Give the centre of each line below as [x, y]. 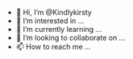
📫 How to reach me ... [53, 47]
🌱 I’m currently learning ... [59, 29]
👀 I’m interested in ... [50, 21]
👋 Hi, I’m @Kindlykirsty [54, 12]
